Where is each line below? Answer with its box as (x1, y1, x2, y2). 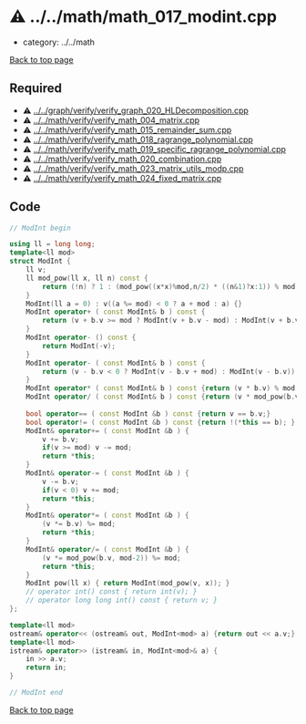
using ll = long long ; (9, 240, 96, 249)
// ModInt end (9, 688, 64, 698)
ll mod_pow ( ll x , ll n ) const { (25, 274, 148, 283)
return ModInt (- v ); (42, 341, 117, 350)
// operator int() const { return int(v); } (25, 587, 198, 596)
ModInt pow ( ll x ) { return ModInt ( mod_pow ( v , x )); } (25, 579, 230, 588)
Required (9, 80, 62, 97)
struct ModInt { (9, 257, 71, 266)
